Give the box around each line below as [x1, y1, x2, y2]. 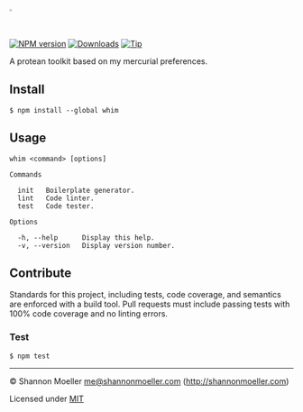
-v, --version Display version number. [17, 241, 176, 250]
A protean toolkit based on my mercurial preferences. [9, 56, 208, 67]
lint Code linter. [17, 194, 95, 203]
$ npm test [9, 352, 50, 361]
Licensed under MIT [9, 393, 84, 404]
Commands [9, 169, 42, 179]
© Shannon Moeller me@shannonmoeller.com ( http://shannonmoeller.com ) [9, 375, 289, 387]
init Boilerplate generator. [17, 186, 135, 195]
